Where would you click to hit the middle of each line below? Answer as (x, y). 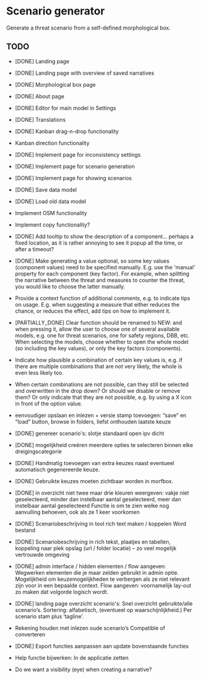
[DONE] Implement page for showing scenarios (73, 178)
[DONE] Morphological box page (55, 84)
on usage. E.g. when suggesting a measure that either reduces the (97, 304)
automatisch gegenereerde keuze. (57, 469)
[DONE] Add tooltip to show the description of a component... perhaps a (104, 236)
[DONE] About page (40, 96)
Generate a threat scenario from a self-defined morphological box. (88, 28)
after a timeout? (34, 249)
